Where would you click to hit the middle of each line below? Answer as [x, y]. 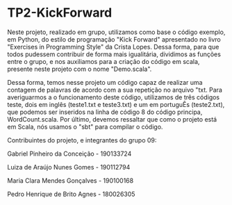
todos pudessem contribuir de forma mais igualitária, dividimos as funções [114, 54]
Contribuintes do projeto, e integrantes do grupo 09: [82, 140]
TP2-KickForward [60, 13]
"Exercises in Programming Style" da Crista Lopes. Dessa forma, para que [113, 47]
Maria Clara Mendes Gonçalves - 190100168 [71, 180]
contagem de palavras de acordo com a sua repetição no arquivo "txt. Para [115, 90]
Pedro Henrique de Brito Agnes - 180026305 [71, 194]
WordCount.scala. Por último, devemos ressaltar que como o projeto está [112, 119]
